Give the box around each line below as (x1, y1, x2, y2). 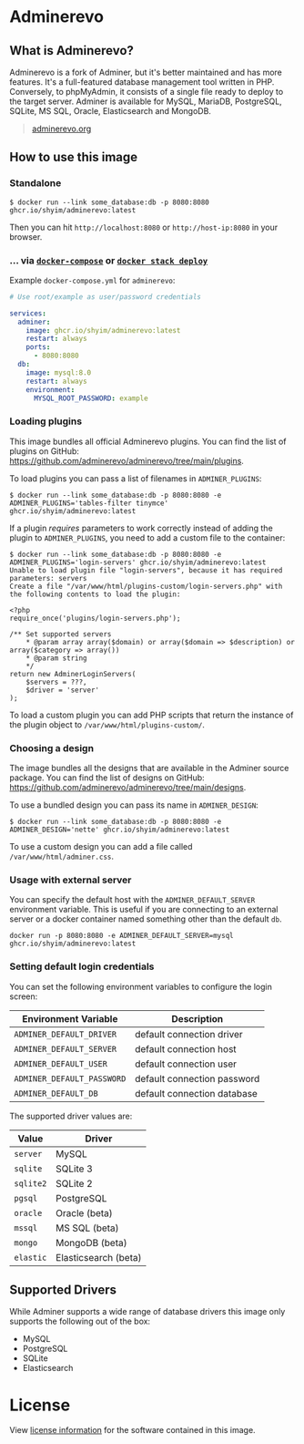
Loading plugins (9, 415, 83, 428)
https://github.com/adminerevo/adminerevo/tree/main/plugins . (9, 455, 244, 466)
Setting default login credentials (9, 960, 155, 973)
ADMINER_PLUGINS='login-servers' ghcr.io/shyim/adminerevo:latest (9, 558, 267, 567)
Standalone (9, 177, 62, 190)
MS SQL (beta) (56, 1222, 120, 1234)
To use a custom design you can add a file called (9, 841, 193, 852)
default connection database (135, 1087, 258, 1099)
